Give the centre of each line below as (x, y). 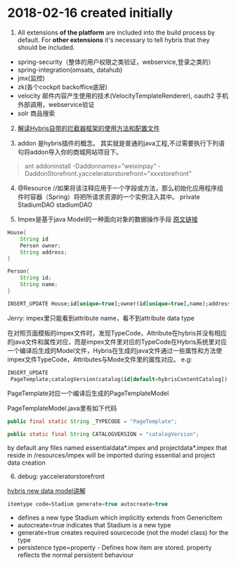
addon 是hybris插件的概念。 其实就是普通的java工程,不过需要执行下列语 (121, 143)
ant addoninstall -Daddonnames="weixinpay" (90, 166)
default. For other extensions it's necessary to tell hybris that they (113, 39)
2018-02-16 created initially (90, 13)
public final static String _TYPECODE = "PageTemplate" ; (92, 422)
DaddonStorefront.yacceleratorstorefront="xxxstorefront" (108, 173)
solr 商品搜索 (36, 113)
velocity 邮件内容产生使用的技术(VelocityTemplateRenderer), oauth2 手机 (123, 96)
